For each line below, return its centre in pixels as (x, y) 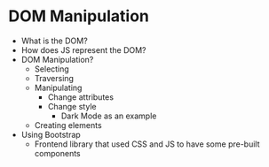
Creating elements (68, 125)
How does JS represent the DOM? (83, 49)
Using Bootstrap (51, 134)
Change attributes (81, 97)
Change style (72, 106)
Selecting (52, 69)
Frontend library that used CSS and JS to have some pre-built (147, 144)
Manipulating (58, 87)
